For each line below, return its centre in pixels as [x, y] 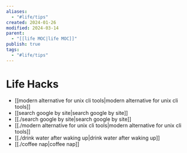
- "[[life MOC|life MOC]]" [44, 39]
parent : [16, 33]
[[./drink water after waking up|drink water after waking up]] [87, 138]
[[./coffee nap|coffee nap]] [47, 144]
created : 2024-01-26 [31, 22]
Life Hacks [32, 84]
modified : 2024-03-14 [33, 28]
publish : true [23, 45]
